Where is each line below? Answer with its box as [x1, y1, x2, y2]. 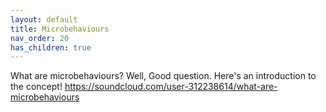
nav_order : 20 [10, 33, 70, 43]
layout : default [10, 14, 78, 25]
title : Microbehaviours [10, 24, 110, 34]
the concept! [10, 81, 63, 93]
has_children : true [10, 42, 92, 53]
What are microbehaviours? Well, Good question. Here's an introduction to [10, 70, 317, 82]
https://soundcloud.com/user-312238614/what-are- [64, 81, 278, 93]
